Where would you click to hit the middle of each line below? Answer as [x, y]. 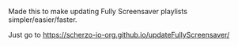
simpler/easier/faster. [43, 20]
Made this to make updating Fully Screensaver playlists [98, 11]
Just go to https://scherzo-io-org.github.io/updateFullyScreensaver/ [119, 35]
